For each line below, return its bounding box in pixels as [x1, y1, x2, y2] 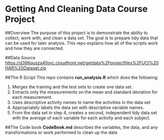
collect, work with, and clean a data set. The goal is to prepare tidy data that [5, 35, 158, 41]
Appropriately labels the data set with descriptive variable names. [12, 105, 144, 110]
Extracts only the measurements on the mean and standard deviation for [12, 89, 158, 95]
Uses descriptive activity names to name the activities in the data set [12, 99, 151, 105]
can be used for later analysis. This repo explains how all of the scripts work [5, 40, 158, 46]
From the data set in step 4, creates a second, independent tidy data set [12, 109, 157, 115]
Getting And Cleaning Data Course [5, 3, 148, 15]
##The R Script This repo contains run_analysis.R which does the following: [5, 74, 159, 80]
